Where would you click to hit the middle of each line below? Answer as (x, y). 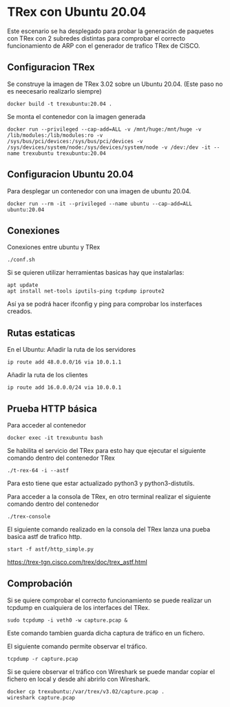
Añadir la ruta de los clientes (48, 375)
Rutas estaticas (41, 333)
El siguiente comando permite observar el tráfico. (77, 646)
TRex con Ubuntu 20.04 (77, 12)
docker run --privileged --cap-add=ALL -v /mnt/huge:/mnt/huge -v (104, 129)
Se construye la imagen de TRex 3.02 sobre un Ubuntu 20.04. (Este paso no (115, 84)
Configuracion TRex (51, 67)
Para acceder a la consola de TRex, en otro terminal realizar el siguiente (109, 497)
